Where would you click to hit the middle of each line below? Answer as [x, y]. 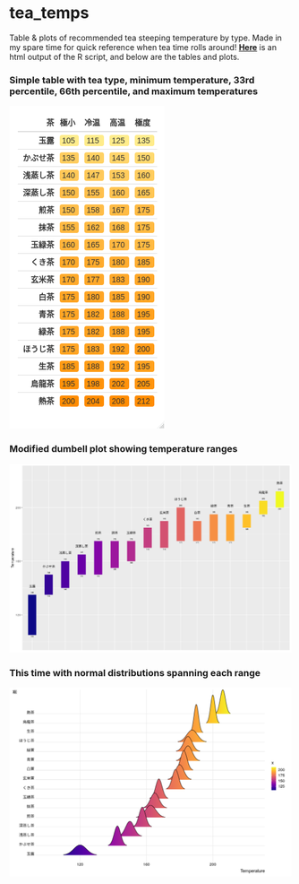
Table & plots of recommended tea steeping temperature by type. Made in [145, 38]
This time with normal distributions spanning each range [135, 672]
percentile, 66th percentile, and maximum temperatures [133, 91]
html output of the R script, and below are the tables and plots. [124, 56]
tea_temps [49, 13]
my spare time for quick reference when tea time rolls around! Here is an [143, 47]
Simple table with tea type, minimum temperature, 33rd [132, 80]
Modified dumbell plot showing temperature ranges [124, 449]
